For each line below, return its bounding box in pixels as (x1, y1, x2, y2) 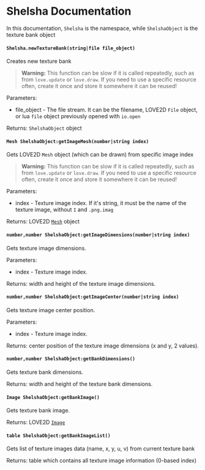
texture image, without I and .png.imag (15, 206, 114, 214)
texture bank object (6, 31, 56, 38)
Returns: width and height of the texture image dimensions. (6, 280, 156, 287)
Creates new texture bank (6, 58, 72, 65)
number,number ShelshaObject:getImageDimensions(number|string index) (6, 231, 190, 238)
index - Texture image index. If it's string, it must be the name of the (15, 200, 187, 207)
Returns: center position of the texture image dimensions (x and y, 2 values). (6, 341, 199, 349)
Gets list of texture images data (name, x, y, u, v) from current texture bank (6, 445, 195, 452)
